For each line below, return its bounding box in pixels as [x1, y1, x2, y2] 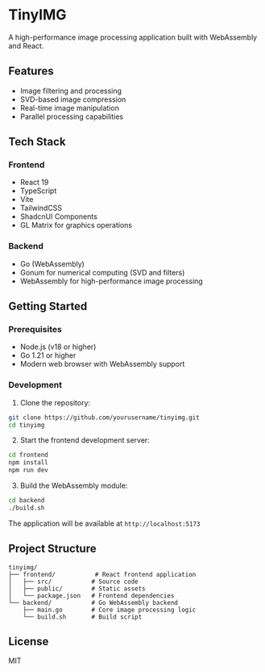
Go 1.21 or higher [19, 351, 77, 360]
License [8, 635, 49, 649]
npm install [8, 459, 48, 467]
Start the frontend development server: [19, 435, 151, 445]
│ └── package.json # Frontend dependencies [8, 591, 175, 599]
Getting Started [8, 300, 88, 313]
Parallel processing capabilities [19, 111, 123, 121]
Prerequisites [8, 324, 62, 335]
